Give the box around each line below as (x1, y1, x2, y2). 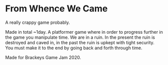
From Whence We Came (5, 3, 108, 14)
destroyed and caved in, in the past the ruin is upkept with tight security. (5, 39, 154, 45)
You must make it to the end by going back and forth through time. (5, 45, 143, 51)
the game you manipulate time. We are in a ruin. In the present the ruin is (5, 34, 155, 40)
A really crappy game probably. (5, 19, 70, 25)
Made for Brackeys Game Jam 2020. (5, 54, 81, 60)
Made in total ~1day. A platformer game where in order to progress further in (5, 29, 163, 35)
